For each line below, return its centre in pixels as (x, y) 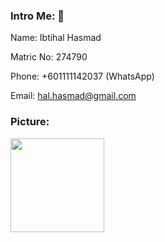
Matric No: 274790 (49, 57)
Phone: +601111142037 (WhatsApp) (82, 76)
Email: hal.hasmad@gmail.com (73, 96)
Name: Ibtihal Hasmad (56, 38)
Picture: (30, 122)
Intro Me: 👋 (37, 16)
